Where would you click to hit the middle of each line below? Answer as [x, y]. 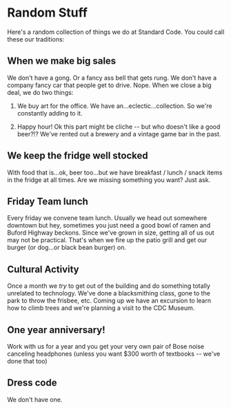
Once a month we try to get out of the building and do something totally [109, 286]
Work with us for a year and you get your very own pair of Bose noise [106, 346]
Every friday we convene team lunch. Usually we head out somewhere [107, 218]
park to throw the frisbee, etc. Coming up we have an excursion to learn [109, 301]
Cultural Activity [43, 269]
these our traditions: [36, 39]
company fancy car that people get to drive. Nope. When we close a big [109, 85]
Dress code [32, 383]
